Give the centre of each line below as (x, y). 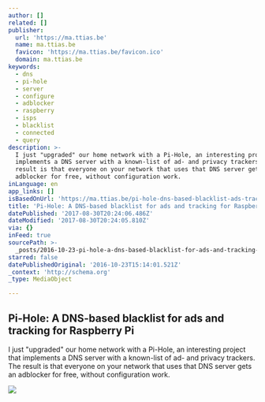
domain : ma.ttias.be (49, 60)
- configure (35, 96)
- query (28, 140)
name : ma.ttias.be (46, 45)
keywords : (24, 67)
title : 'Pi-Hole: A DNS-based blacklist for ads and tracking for (119, 206)
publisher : (26, 30)
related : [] (28, 23)
